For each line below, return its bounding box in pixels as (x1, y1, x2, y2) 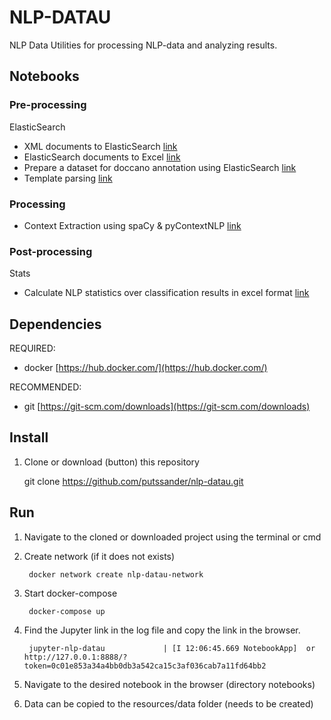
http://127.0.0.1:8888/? (23, 652, 128, 662)
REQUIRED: (9, 342, 56, 355)
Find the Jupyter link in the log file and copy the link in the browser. (23, 624, 301, 636)
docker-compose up (28, 606, 106, 616)
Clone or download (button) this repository (23, 456, 200, 468)
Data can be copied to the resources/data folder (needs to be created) (23, 697, 314, 710)
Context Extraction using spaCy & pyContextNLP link (23, 219, 242, 231)
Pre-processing (9, 98, 87, 112)
